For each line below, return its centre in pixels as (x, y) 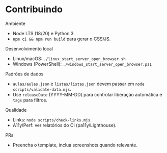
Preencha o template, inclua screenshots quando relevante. (75, 145)
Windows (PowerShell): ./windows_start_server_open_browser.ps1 (82, 64)
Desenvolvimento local (29, 48)
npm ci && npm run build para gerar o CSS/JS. (62, 39)
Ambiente (15, 23)
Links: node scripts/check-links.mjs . (52, 120)
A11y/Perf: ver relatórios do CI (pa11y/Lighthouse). (64, 125)
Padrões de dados (24, 74)
